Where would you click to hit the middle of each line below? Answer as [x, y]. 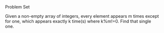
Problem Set [18, 7]
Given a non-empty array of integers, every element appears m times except [82, 16]
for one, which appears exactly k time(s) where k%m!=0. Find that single [78, 21]
